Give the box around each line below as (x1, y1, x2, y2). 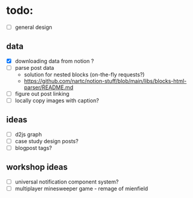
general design (14, 23, 52, 31)
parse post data (14, 64, 54, 71)
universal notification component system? (14, 178, 119, 185)
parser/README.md (23, 84, 73, 91)
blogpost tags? (14, 144, 52, 151)
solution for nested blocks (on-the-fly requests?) (23, 70, 145, 78)
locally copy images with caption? (14, 97, 99, 104)
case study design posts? (14, 137, 79, 144)
